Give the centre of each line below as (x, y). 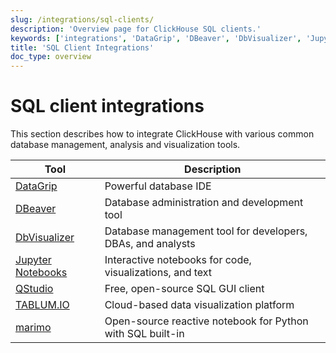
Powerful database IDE (158, 186)
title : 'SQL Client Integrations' (82, 47)
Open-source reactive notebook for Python (206, 321)
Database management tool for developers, (206, 231)
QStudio (34, 289)
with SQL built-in (144, 334)
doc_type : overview (51, 57)
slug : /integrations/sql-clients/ (82, 19)
